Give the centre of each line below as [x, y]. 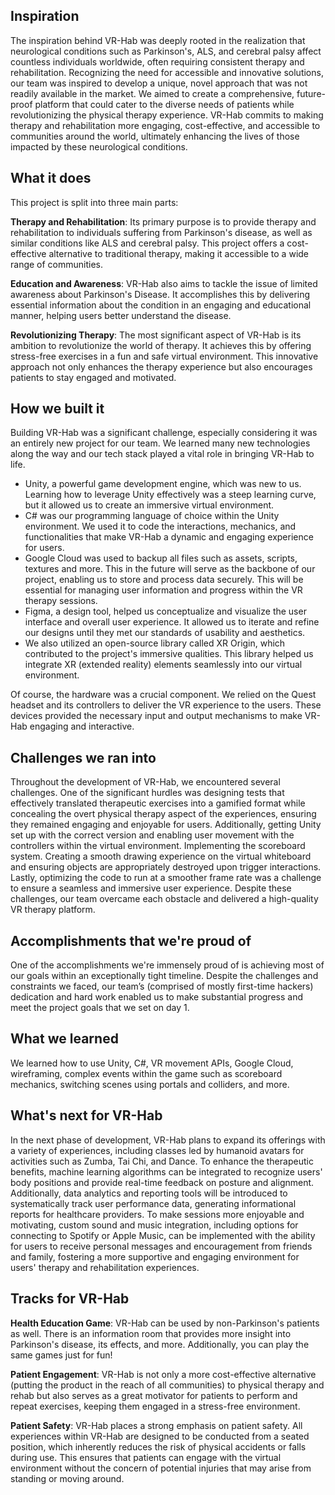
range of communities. [57, 264]
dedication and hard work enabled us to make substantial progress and [156, 997]
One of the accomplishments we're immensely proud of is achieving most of [167, 965]
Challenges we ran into [83, 757]
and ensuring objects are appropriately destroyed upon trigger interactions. [166, 867]
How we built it [57, 409]
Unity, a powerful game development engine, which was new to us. [163, 484]
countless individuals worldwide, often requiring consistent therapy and [157, 61]
